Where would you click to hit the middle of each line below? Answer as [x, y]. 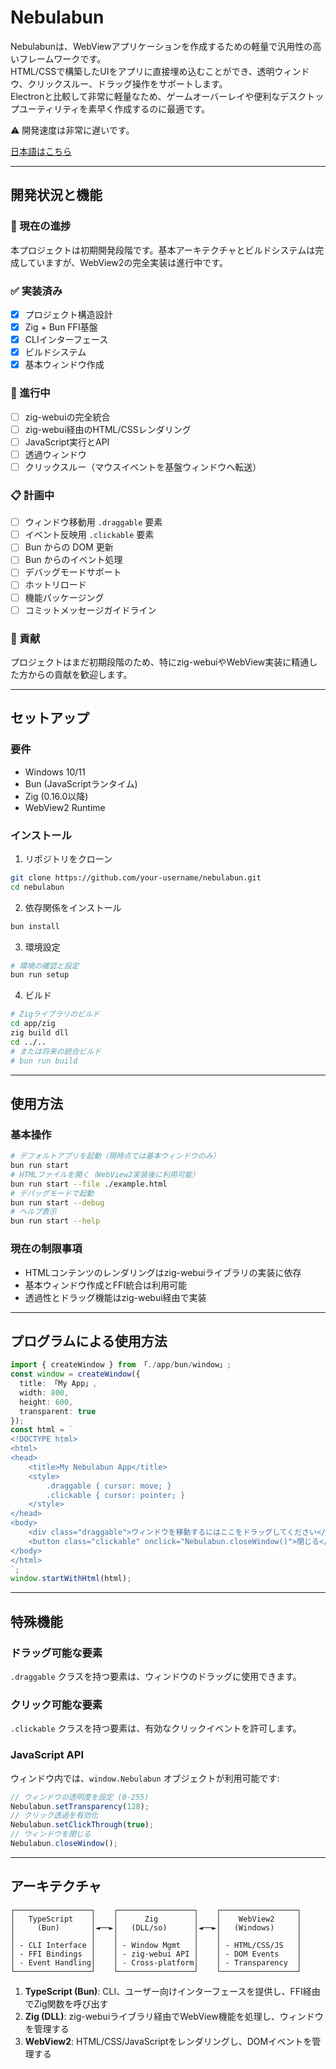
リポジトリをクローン [68, 858]
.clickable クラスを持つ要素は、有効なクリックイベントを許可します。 [156, 1728]
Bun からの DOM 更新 [69, 547]
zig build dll [40, 1033]
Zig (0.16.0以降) [56, 796]
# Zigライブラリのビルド [55, 1014]
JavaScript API [47, 1755]
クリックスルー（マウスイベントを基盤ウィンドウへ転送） [143, 467]
